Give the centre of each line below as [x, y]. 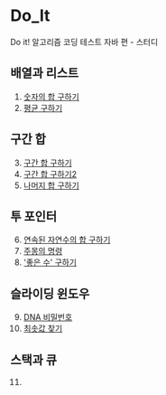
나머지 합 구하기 [51, 185]
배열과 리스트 [45, 73]
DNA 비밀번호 [48, 317]
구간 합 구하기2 [50, 174]
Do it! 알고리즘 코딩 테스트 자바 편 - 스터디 [84, 42]
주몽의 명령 [43, 251]
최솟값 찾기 [43, 329]
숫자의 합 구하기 [51, 97]
